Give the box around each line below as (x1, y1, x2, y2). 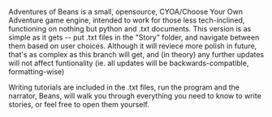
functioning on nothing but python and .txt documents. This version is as (8, 24, 252, 33)
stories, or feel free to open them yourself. (8, 100, 150, 109)
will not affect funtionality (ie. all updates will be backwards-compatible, (8, 58, 249, 68)
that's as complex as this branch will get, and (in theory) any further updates (8, 50, 265, 59)
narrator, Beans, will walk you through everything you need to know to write (8, 91, 261, 100)
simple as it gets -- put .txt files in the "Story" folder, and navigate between (8, 32, 260, 42)
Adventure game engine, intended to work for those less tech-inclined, (8, 15, 245, 25)
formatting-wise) (8, 67, 65, 76)
